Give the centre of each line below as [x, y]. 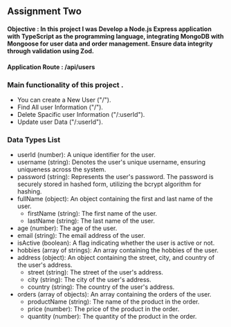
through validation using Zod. [51, 50]
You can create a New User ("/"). [64, 100]
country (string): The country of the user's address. [101, 287]
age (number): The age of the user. [67, 228]
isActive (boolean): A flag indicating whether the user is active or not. [116, 243]
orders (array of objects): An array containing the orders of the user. [114, 295]
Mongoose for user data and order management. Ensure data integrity [110, 44]
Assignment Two [44, 11]
